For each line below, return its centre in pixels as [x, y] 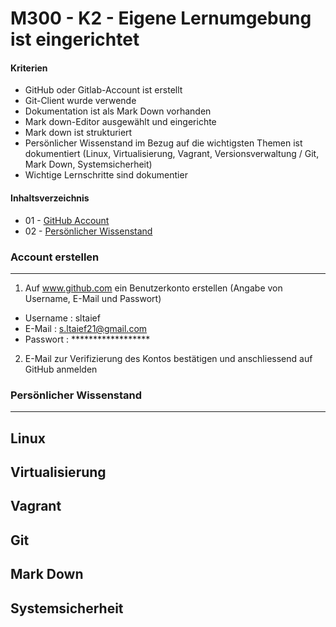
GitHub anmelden [61, 369]
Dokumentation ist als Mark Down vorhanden [118, 111]
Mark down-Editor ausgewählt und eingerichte [120, 122]
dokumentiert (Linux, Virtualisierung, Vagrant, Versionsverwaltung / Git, [172, 154]
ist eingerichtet [75, 39]
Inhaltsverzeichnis [50, 198]
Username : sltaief [62, 318]
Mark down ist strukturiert [78, 133]
